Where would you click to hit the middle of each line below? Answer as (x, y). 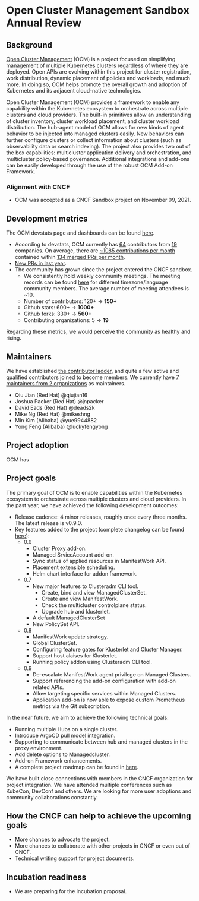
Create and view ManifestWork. (80, 599)
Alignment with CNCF (38, 186)
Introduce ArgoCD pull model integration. (65, 735)
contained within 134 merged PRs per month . (70, 257)
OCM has (18, 459)
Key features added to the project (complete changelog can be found (99, 529)
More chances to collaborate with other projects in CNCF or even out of (102, 846)
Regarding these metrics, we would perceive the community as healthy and (98, 332)
